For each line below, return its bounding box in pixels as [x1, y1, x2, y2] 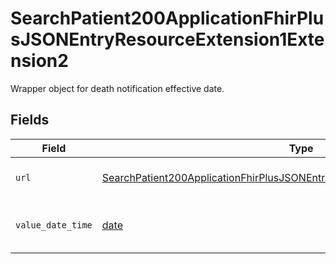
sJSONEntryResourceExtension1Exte [10, 28, 325, 51]
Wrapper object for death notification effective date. [10, 82, 225, 94]
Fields [10, 112, 50, 129]
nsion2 [10, 50, 69, 72]
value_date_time [15, 219, 93, 231]
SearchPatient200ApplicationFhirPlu [10, 7, 325, 30]
